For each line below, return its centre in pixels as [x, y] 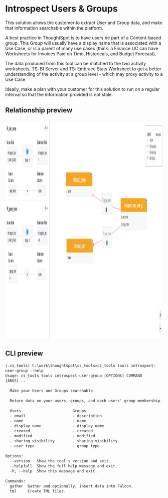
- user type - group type [55, 446]
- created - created [51, 431]
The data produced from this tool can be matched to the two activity [76, 63]
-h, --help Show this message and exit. [54, 471]
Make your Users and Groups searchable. [52, 391]
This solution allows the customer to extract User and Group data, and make [84, 23]
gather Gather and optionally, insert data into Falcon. [72, 486]
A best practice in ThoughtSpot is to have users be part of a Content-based [83, 38]
